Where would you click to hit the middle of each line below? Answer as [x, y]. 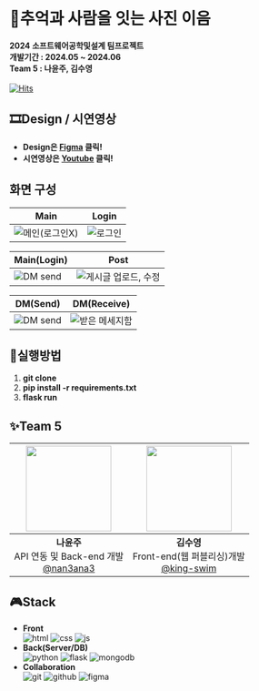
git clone [40, 378]
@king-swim [189, 568]
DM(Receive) [101, 303]
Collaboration [49, 667]
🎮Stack [33, 602]
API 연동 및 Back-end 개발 [69, 556]
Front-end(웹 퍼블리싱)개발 [189, 556]
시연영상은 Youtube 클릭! [68, 158]
